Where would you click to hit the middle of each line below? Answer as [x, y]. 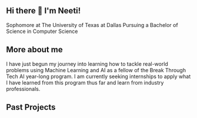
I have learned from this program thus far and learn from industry [85, 82]
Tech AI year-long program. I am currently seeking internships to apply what [98, 76]
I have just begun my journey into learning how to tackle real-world [87, 64]
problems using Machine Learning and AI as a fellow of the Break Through [96, 70]
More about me [34, 50]
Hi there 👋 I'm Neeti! [44, 11]
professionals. [23, 89]
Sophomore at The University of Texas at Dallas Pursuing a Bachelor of [92, 25]
